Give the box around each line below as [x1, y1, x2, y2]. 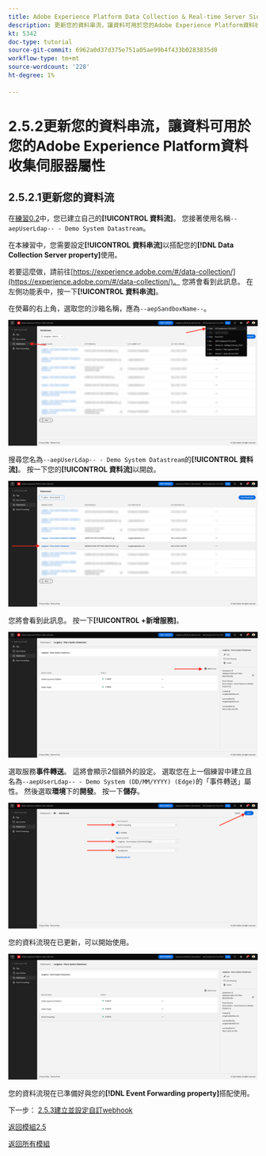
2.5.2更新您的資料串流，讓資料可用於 [8, 117, 252, 135]
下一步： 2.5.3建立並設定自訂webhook [8, 1105, 133, 1115]
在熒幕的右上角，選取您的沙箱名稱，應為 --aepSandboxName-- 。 [8, 303, 211, 313]
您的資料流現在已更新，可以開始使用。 [8, 937, 133, 947]
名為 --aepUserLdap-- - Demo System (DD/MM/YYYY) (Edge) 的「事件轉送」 [8, 776, 245, 786]
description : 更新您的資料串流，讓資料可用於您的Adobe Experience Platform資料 [8, 21, 255, 29]
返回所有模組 [8, 1139, 50, 1148]
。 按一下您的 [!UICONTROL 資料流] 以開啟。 [17, 464, 161, 474]
